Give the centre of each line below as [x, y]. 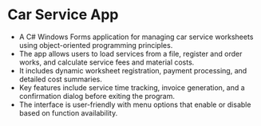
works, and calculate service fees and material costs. [107, 62]
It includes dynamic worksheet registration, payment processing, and [133, 70]
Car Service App [63, 15]
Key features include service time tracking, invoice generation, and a [132, 87]
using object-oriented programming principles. [96, 45]
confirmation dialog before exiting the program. [97, 96]
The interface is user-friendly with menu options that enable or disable [135, 104]
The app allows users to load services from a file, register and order [130, 53]
